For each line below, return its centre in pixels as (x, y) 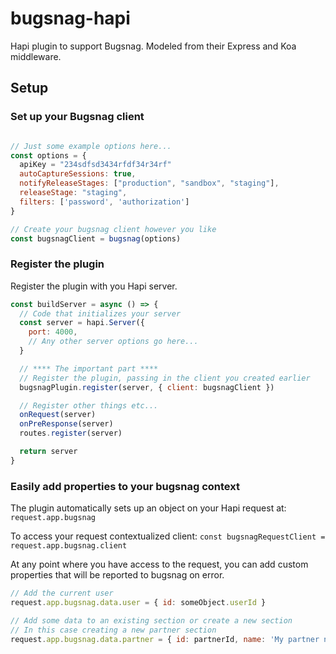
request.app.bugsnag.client (69, 546)
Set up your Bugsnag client (77, 117)
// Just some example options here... (91, 146)
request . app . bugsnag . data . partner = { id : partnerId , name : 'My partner (165, 639)
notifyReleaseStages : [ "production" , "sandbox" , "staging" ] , (149, 183)
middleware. (36, 56)
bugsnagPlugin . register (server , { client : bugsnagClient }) (147, 387)
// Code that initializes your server (100, 313)
